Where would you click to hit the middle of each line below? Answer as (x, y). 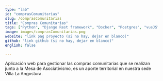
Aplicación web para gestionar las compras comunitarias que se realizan (78, 63)
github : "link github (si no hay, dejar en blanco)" (59, 41)
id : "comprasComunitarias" (32, 14)
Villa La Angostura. (24, 73)
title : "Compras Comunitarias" (37, 23)
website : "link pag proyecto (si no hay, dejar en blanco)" (67, 37)
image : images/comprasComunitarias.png (45, 32)
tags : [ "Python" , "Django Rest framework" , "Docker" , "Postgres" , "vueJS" (82, 27)
